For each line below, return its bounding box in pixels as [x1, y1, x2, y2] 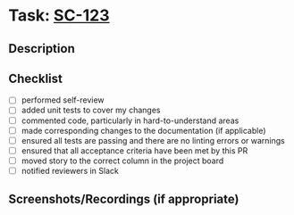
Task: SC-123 [8, 5, 110, 26]
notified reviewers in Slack [21, 165, 120, 176]
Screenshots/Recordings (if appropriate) [8, 192, 239, 207]
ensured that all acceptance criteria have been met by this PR [21, 145, 248, 156]
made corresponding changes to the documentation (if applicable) [21, 125, 266, 136]
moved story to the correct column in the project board [21, 155, 224, 166]
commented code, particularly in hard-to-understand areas [21, 115, 239, 126]
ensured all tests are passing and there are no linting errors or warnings [21, 135, 285, 145]
